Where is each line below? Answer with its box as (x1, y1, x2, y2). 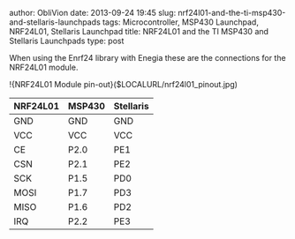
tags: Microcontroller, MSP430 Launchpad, (102, 17, 259, 27)
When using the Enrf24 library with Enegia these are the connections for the (9, 53, 286, 63)
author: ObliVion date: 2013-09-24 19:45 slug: (9, 8, 177, 18)
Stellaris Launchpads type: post (9, 35, 125, 46)
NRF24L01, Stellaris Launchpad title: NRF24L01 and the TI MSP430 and (9, 26, 269, 36)
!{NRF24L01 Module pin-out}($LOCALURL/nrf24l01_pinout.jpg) (9, 79, 238, 89)
